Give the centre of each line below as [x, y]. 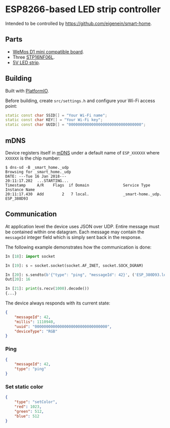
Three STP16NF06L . [33, 57]
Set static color [24, 387]
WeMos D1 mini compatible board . [48, 51]
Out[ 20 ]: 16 [18, 280]
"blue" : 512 [27, 416]
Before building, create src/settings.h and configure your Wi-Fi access [80, 101]
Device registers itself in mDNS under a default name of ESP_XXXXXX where [82, 153]
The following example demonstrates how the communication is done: [78, 247]
